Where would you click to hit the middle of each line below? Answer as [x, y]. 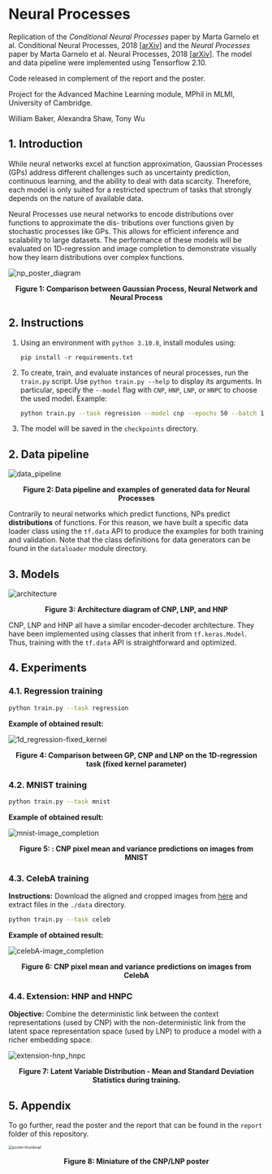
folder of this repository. [49, 1134]
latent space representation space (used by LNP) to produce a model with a [135, 1031]
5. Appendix [40, 1105]
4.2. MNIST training [48, 785]
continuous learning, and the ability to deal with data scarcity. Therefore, [130, 180]
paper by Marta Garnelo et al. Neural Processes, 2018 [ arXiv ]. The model [130, 54]
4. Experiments [47, 668]
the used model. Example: [64, 398]
